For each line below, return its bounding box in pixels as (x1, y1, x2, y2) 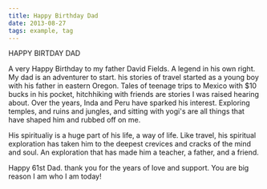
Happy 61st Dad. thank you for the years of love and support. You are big (8, 163, 249, 173)
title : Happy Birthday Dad (8, 11, 99, 20)
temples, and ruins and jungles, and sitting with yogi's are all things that (8, 107, 245, 116)
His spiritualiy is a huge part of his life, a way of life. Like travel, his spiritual (8, 131, 257, 140)
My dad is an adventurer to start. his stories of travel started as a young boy (8, 73, 259, 82)
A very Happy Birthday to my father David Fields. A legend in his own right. (8, 64, 256, 74)
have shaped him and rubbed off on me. (8, 115, 141, 125)
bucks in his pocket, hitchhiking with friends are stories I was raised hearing (8, 90, 259, 99)
